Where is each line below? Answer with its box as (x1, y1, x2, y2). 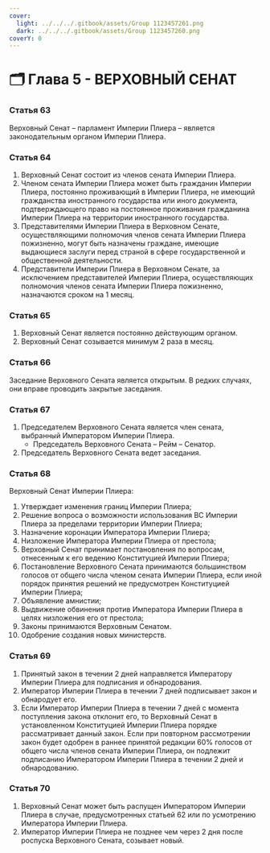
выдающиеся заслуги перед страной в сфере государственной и (20, 247, 246, 257)
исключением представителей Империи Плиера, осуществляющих (20, 273, 254, 283)
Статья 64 (9, 151, 51, 163)
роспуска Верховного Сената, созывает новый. (20, 835, 184, 845)
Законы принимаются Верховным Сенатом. (20, 622, 172, 631)
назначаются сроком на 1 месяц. (20, 290, 135, 300)
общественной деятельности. (20, 255, 124, 266)
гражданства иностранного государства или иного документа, (20, 196, 238, 205)
